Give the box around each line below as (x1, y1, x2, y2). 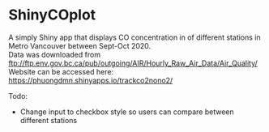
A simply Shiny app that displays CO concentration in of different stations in (8, 32, 261, 42)
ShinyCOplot (8, 6, 96, 24)
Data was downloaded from (8, 49, 101, 59)
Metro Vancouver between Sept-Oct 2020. (8, 40, 152, 50)
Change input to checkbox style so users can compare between (19, 107, 234, 117)
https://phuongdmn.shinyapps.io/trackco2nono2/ (8, 75, 173, 85)
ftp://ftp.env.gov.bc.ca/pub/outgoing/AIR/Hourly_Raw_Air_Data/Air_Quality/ (8, 58, 258, 68)
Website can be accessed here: (8, 66, 114, 76)
